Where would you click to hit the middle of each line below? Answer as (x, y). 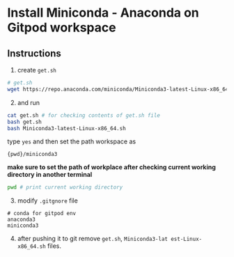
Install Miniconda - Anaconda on (103, 13)
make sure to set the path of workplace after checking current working (111, 167)
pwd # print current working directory (65, 187)
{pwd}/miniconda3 (32, 155)
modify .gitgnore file (47, 201)
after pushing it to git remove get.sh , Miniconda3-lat (93, 239)
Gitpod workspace (62, 28)
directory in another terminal (50, 175)
